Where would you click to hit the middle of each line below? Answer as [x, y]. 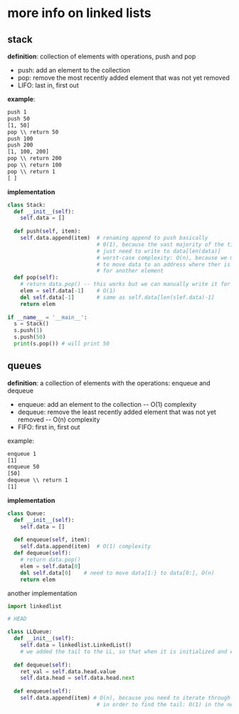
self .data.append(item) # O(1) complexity [86, 547]
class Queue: [27, 513]
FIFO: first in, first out [49, 427]
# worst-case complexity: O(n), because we [162, 257]
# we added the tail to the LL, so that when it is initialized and [124, 651]
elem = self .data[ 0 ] [51, 566]
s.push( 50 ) [30, 337]
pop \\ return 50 [33, 132]
